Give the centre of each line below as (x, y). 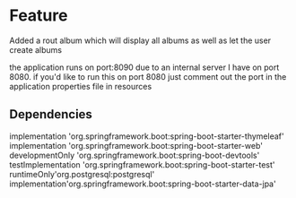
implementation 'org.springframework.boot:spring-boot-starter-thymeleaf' (147, 136)
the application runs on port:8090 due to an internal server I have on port (144, 67)
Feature (39, 16)
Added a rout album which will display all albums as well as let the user (140, 40)
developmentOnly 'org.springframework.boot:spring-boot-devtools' (135, 155)
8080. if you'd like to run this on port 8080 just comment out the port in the (148, 76)
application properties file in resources (81, 86)
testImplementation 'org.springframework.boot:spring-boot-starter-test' (142, 164)
